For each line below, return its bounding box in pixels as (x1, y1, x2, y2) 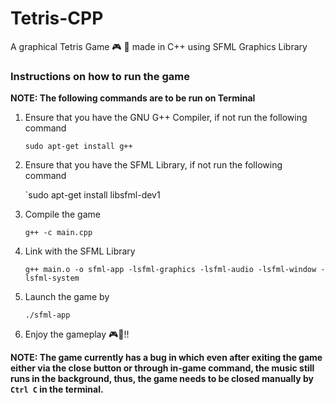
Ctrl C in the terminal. (10, 383, 104, 396)
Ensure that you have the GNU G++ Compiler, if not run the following (24, 112, 308, 124)
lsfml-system (24, 273, 80, 284)
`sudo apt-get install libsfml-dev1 (24, 189, 161, 201)
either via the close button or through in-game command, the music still (10, 362, 315, 374)
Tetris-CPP (10, 7, 104, 30)
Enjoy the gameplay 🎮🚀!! (24, 328, 130, 341)
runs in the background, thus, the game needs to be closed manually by (10, 373, 314, 385)
